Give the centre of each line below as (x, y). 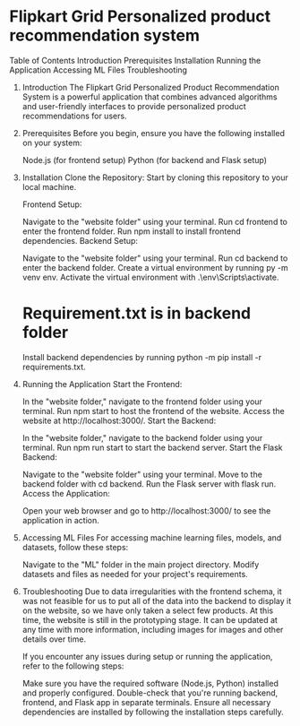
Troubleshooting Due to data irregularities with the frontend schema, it (152, 591)
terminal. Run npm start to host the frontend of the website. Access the (153, 411)
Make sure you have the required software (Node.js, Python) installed (150, 683)
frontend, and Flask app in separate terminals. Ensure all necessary (146, 702)
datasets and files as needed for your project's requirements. (135, 574)
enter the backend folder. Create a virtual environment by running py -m (155, 267)
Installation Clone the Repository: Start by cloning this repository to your (155, 177)
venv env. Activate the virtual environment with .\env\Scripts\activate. (150, 277)
